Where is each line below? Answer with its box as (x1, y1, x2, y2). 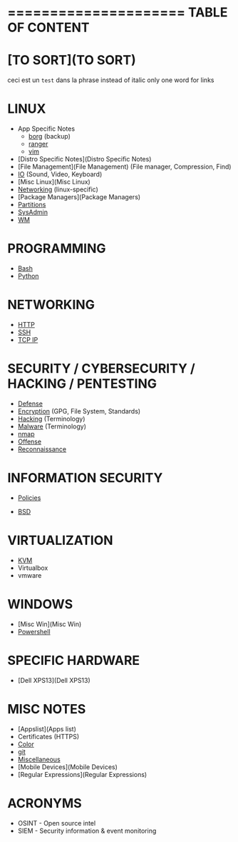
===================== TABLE (7, 4, 228, 21)
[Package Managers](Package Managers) (17, 193, 141, 201)
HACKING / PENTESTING (7, 376, 157, 392)
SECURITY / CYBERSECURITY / (7, 361, 196, 377)
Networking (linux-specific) (17, 185, 98, 194)
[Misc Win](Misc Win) (17, 619, 82, 628)
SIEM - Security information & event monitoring (17, 826, 157, 835)
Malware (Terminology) (17, 422, 87, 431)
